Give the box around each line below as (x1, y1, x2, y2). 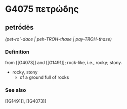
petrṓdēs (5, 23, 34, 32)
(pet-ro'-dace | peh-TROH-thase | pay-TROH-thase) (5, 36, 112, 42)
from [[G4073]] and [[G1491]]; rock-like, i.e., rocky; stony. (5, 60, 122, 66)
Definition (5, 48, 30, 55)
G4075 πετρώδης (5, 3, 79, 15)
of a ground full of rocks (19, 74, 69, 80)
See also (5, 87, 26, 94)
